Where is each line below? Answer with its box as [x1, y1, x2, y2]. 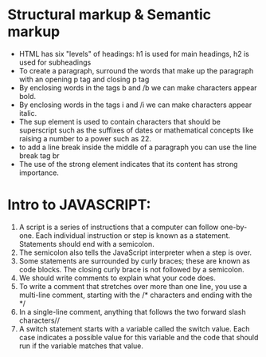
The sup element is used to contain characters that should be [18, 117, 221, 126]
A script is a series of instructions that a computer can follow [18, 222, 219, 232]
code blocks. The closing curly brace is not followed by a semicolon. [18, 264, 244, 274]
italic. [18, 108, 37, 117]
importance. [18, 168, 59, 177]
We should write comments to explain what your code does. [18, 273, 217, 283]
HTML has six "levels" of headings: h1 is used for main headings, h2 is [18, 49, 250, 58]
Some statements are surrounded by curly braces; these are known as [18, 256, 250, 265]
